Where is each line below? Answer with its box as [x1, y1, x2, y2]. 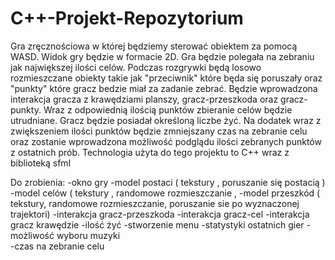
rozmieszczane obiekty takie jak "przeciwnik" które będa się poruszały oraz [10, 72, 323, 84]
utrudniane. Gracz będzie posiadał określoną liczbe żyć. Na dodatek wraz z [10, 114, 322, 126]
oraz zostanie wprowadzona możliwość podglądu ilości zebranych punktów [10, 135, 322, 147]
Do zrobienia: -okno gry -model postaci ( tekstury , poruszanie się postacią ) [10, 176, 326, 188]
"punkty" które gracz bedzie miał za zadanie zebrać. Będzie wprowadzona [10, 82, 318, 94]
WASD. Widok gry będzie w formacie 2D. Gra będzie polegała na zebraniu [10, 50, 315, 62]
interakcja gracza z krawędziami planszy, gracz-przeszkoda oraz [10, 93, 279, 105]
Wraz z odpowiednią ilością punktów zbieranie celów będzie [43, 103, 293, 116]
